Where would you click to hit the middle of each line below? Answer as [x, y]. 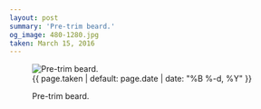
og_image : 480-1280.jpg [54, 35]
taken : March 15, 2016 [52, 43]
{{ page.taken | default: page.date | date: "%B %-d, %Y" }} [142, 79]
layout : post [34, 18]
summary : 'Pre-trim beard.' [63, 26]
